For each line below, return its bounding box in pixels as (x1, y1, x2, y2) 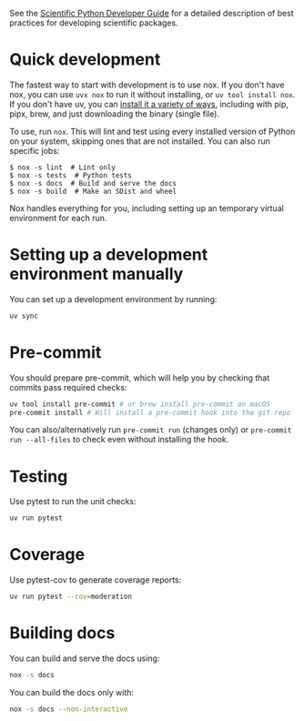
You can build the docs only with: (9, 686, 135, 697)
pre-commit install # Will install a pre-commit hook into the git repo (9, 408, 291, 417)
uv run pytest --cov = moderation (9, 592, 132, 602)
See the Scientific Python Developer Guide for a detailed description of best (9, 8, 294, 18)
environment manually (9, 264, 184, 285)
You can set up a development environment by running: (9, 293, 218, 304)
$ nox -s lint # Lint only (9, 163, 117, 172)
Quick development (9, 49, 161, 70)
